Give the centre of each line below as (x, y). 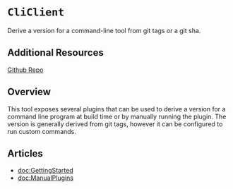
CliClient (36, 12)
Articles (25, 153)
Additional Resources (55, 53)
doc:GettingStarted (45, 171)
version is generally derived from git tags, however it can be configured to (115, 124)
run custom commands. (42, 131)
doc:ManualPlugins (46, 178)
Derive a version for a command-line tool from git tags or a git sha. (104, 30)
